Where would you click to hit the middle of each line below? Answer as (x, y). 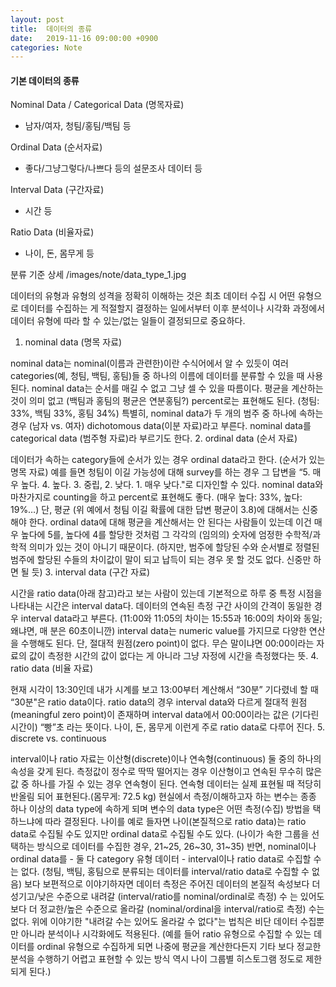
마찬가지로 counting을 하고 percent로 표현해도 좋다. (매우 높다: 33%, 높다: (156, 497)
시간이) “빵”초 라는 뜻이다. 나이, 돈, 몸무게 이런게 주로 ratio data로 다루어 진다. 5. (167, 727)
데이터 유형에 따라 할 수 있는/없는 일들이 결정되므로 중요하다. (128, 321)
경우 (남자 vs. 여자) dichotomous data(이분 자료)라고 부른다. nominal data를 (161, 426)
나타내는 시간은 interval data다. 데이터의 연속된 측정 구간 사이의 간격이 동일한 (161, 606)
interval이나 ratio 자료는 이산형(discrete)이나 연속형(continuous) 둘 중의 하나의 (166, 759)
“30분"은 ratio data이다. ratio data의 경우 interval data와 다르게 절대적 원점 (159, 702)
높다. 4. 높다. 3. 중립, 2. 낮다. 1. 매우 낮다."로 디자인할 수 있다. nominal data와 (172, 485)
